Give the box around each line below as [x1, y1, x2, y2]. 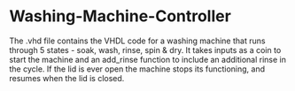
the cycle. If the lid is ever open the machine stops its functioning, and [9, 64, 266, 74]
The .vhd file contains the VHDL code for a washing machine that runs [9, 35, 266, 46]
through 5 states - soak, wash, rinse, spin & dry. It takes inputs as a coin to [9, 44, 282, 55]
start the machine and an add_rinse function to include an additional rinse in [9, 54, 286, 64]
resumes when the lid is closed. [9, 72, 125, 83]
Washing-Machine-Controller [9, 6, 232, 27]
